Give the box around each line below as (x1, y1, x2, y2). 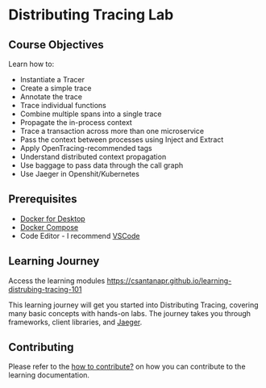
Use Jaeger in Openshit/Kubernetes (19, 169, 139, 178)
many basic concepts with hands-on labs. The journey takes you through (8, 308, 251, 318)
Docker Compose (19, 222, 79, 232)
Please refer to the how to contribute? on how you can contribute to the (8, 361, 246, 372)
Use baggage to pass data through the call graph (19, 161, 184, 170)
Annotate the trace (19, 92, 83, 102)
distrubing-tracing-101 (8, 284, 82, 294)
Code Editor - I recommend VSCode (19, 231, 140, 240)
